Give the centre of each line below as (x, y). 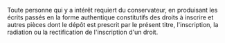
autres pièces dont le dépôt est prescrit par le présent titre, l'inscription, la (113, 25)
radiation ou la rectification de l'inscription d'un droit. (83, 32)
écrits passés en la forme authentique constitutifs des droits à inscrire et (110, 17)
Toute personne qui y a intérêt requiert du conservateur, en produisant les (112, 10)
